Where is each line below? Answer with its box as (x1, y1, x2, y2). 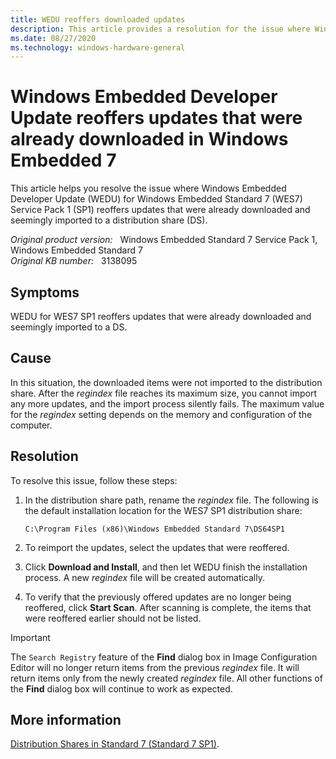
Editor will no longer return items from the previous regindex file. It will (10, 661, 300, 673)
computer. (10, 419, 53, 431)
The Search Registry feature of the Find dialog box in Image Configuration (10, 651, 318, 663)
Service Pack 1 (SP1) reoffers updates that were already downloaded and (10, 204, 311, 216)
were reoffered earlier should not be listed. (24, 612, 202, 624)
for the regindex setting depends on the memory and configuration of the (10, 408, 313, 420)
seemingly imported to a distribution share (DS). (10, 214, 208, 226)
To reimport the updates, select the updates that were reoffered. (24, 541, 290, 553)
